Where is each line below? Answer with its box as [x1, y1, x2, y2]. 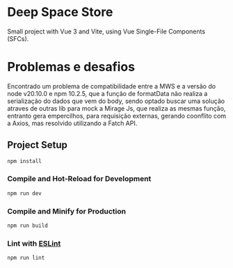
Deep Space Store [7, 4, 113, 20]
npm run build [7, 222, 49, 230]
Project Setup [7, 139, 68, 151]
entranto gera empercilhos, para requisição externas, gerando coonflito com [7, 111, 227, 120]
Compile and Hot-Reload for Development [7, 174, 152, 184]
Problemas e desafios [7, 59, 136, 75]
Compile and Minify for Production [7, 206, 127, 216]
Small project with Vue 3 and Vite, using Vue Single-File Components [7, 27, 206, 36]
